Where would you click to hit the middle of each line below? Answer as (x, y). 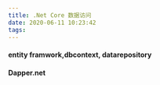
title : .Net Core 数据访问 (50, 15)
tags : (17, 30)
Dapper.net (27, 73)
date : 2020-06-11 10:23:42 (52, 23)
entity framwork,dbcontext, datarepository (80, 55)
